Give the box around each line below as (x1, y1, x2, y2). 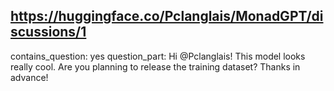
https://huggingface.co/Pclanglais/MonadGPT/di (10, 8, 324, 25)
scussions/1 (10, 24, 87, 41)
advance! (10, 71, 49, 83)
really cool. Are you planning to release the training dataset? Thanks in (10, 60, 301, 73)
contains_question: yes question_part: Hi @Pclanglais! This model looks (10, 50, 306, 62)
